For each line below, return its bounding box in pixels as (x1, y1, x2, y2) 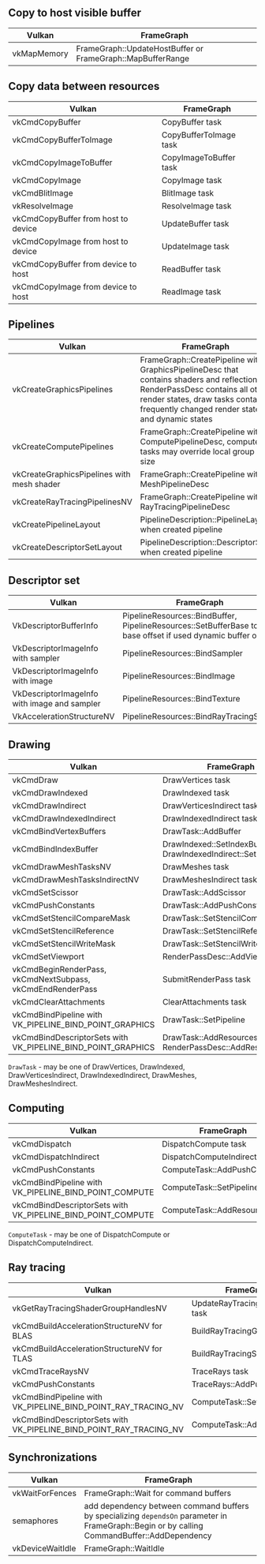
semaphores (12, 1515, 59, 1526)
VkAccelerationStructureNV (12, 711, 115, 722)
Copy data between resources (8, 80, 160, 93)
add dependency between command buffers (84, 1500, 250, 1511)
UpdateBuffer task (161, 218, 230, 229)
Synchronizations (8, 1451, 97, 1465)
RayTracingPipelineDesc (140, 501, 230, 512)
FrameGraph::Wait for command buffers (84, 1487, 232, 1499)
